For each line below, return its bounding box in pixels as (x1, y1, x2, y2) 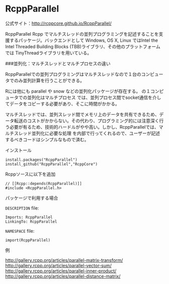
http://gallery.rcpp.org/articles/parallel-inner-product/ (5, 267, 117, 274)
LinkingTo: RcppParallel (5, 219, 57, 224)
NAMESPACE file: (5, 228, 35, 234)
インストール (5, 147, 32, 153)
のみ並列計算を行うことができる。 (14, 77, 84, 83)
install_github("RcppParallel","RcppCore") (5, 161, 98, 166)
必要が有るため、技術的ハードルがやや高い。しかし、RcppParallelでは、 (9, 124, 159, 130)
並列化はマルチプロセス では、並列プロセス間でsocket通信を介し (27, 94, 161, 101)
